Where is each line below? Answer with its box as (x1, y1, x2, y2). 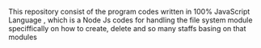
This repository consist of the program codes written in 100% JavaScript (8, 7, 250, 16)
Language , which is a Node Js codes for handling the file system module (8, 15, 253, 25)
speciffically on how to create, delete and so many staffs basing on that (8, 24, 246, 33)
